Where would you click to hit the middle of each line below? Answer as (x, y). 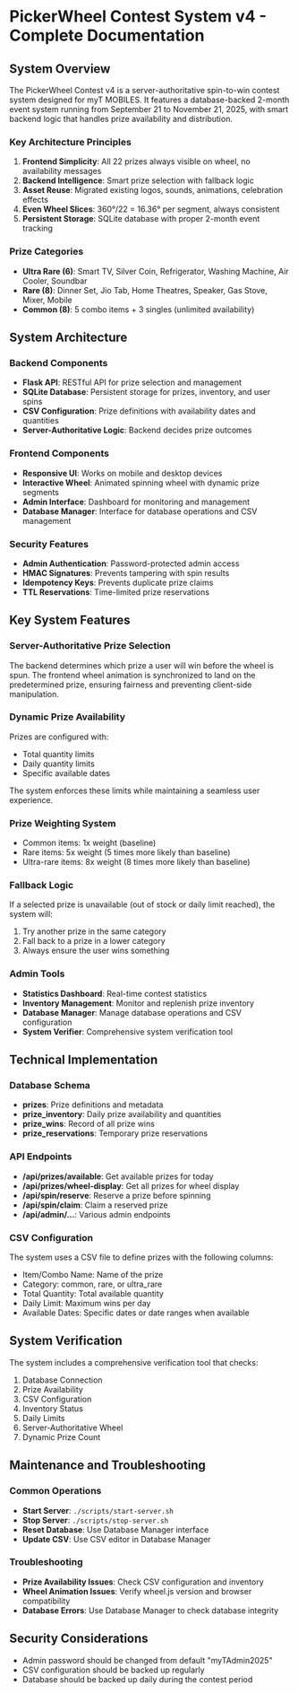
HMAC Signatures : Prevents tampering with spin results (126, 572)
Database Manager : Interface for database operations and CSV (140, 511)
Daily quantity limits (59, 764)
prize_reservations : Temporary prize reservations (115, 1133)
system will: (31, 914)
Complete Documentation (107, 35)
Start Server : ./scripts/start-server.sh (98, 1510)
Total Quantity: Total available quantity (93, 1294)
